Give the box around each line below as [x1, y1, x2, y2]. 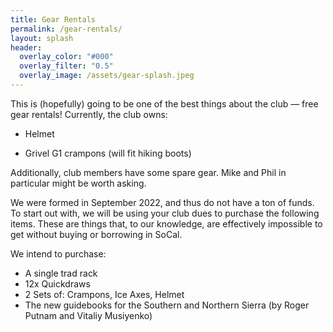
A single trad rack [24, 267, 98, 279]
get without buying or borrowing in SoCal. [10, 228, 183, 240]
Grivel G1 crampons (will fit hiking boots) [24, 147, 192, 159]
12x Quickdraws [24, 277, 91, 290]
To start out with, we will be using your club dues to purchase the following [10, 207, 320, 219]
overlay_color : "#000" [19, 52, 114, 62]
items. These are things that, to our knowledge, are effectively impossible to [10, 217, 323, 230]
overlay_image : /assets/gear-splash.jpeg [19, 71, 195, 81]
